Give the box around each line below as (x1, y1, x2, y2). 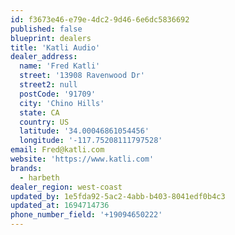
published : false (10, 24, 83, 34)
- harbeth (19, 172, 60, 183)
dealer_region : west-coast (10, 182, 123, 192)
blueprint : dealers (10, 33, 92, 43)
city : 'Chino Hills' (19, 98, 105, 108)
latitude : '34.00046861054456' (19, 126, 150, 136)
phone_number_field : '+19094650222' (10, 210, 163, 220)
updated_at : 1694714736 (10, 201, 110, 211)
